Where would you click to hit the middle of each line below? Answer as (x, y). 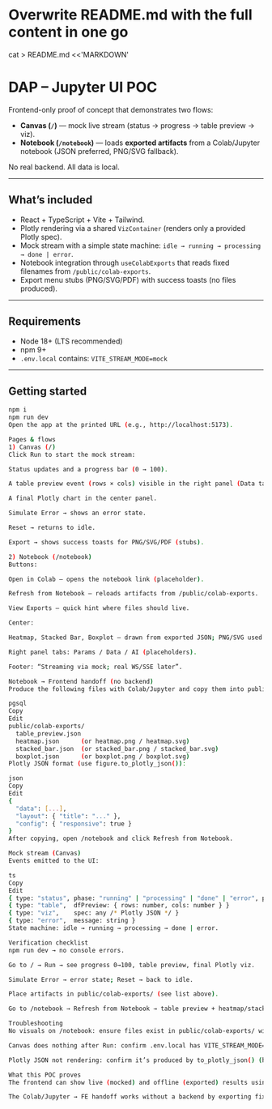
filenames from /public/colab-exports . (85, 271)
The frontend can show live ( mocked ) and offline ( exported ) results (128, 1082)
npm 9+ (33, 349)
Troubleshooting (36, 1024)
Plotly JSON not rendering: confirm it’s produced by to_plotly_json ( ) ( (136, 1060)
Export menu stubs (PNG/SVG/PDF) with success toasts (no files (128, 279)
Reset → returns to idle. (52, 528)
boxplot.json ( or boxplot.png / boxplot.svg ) (103, 756)
